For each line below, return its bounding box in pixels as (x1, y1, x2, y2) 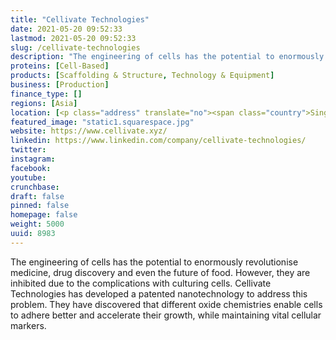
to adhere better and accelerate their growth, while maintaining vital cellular (10, 309, 322, 321)
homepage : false (10, 210, 78, 220)
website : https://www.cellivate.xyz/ (10, 126, 168, 136)
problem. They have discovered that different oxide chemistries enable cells (10, 298, 323, 310)
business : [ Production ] (10, 80, 110, 90)
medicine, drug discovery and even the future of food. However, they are (10, 266, 311, 278)
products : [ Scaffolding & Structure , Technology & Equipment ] (10, 71, 275, 81)
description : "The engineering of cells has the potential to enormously (10, 52, 325, 62)
